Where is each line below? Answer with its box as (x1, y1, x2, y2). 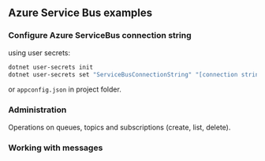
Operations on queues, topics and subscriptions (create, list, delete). (8, 122, 231, 132)
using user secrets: (8, 47, 71, 58)
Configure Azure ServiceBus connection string (8, 30, 192, 41)
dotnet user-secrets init (8, 63, 93, 71)
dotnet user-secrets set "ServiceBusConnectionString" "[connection (8, 70, 238, 78)
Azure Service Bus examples (8, 6, 153, 20)
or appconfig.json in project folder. (8, 84, 122, 94)
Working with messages (8, 142, 103, 153)
